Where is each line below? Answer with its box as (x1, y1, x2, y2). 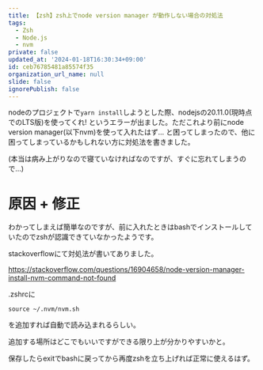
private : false (8, 48, 59, 56)
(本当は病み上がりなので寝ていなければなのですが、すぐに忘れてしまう (8, 154, 240, 164)
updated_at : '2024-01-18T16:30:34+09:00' (8, 56, 147, 64)
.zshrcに (8, 289, 36, 299)
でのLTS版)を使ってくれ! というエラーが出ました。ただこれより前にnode (8, 118, 244, 127)
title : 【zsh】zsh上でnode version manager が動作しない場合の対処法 (8, 11, 223, 20)
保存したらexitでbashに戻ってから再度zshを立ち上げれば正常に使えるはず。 (8, 353, 255, 364)
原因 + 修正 (8, 194, 81, 213)
